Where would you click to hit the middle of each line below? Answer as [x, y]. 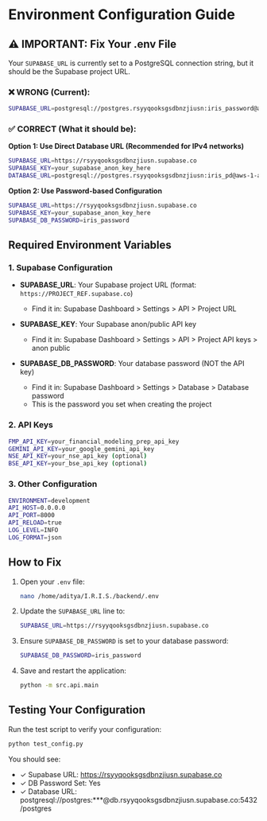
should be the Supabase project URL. [70, 72]
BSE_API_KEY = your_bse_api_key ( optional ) [78, 464]
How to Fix [35, 562]
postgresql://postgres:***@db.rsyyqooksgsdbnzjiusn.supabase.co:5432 [139, 800]
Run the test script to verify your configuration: [85, 729]
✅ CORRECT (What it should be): [72, 129]
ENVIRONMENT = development [49, 500]
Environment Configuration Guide [122, 15]
